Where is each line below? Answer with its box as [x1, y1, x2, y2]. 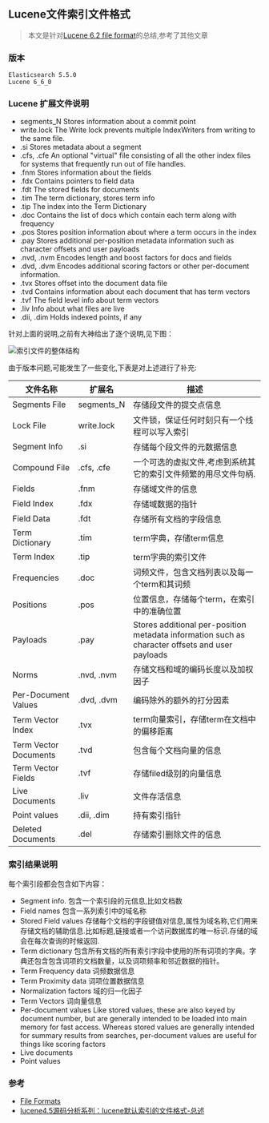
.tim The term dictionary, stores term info [19, 193, 155, 203]
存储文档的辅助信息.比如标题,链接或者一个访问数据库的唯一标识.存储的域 [19, 926, 258, 936]
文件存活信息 [133, 791, 182, 803]
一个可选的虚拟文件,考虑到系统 [133, 457, 248, 468]
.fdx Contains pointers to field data [19, 176, 134, 186]
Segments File [12, 399, 66, 410]
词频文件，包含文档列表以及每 [133, 567, 246, 578]
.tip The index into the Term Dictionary [19, 202, 147, 211]
